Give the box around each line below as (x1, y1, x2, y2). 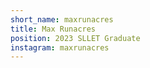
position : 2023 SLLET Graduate (10, 33, 141, 43)
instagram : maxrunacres (10, 42, 110, 53)
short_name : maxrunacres (10, 14, 114, 25)
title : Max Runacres (10, 24, 97, 34)
